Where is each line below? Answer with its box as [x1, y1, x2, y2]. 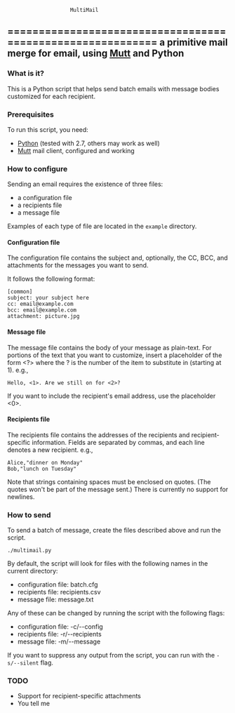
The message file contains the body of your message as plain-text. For [7, 343, 212, 352]
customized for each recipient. [7, 92, 96, 100]
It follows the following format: [7, 274, 95, 284]
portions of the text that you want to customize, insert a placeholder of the [7, 351, 222, 359]
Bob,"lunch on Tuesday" [7, 465, 77, 472]
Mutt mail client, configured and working [17, 146, 135, 154]
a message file [17, 208, 60, 217]
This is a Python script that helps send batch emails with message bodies [7, 84, 220, 93]
